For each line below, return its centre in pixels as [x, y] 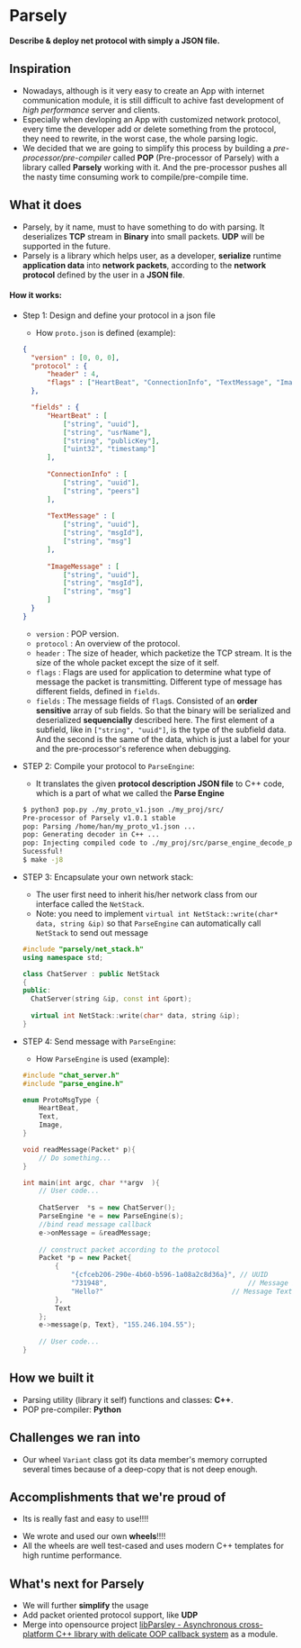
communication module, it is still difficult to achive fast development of [153, 100]
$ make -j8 [43, 860]
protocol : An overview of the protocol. [108, 643]
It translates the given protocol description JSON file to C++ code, [160, 783]
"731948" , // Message [180, 1283]
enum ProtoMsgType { [61, 1100]
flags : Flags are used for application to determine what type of [153, 672]
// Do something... [75, 1158]
